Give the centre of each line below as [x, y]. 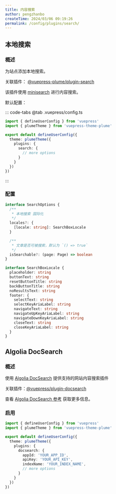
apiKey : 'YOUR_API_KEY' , [48, 460]
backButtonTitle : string [35, 286]
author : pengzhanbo [25, 14]
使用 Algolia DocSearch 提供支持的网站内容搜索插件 [57, 378]
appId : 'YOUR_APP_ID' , [46, 455]
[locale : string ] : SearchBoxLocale [50, 228]
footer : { [19, 295]
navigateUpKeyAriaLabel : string [47, 314]
